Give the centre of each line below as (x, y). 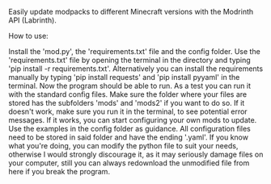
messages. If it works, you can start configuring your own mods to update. (133, 120)
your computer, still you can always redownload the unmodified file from (129, 163)
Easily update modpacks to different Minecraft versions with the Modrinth (131, 12)
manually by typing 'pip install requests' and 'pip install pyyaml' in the (124, 77)
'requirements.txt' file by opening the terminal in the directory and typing (129, 60)
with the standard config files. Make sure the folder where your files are (128, 94)
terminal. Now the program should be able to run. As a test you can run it (130, 86)
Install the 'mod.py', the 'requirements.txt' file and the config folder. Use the (134, 51)
